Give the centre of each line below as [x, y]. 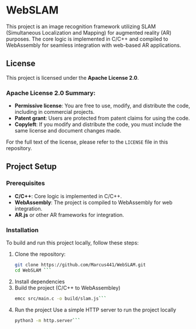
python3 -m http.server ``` [47, 320]
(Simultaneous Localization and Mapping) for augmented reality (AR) [89, 32]
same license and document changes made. [68, 131]
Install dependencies [40, 281]
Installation [23, 230]
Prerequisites [25, 184]
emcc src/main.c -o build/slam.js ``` [61, 299]
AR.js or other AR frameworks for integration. [69, 215]
